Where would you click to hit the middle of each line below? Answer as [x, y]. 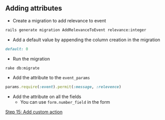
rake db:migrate [22, 68]
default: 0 [17, 49]
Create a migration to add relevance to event [59, 20]
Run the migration [31, 58]
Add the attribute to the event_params [51, 78]
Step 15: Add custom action [34, 112]
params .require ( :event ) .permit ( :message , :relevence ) [63, 87]
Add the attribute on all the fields [47, 97]
